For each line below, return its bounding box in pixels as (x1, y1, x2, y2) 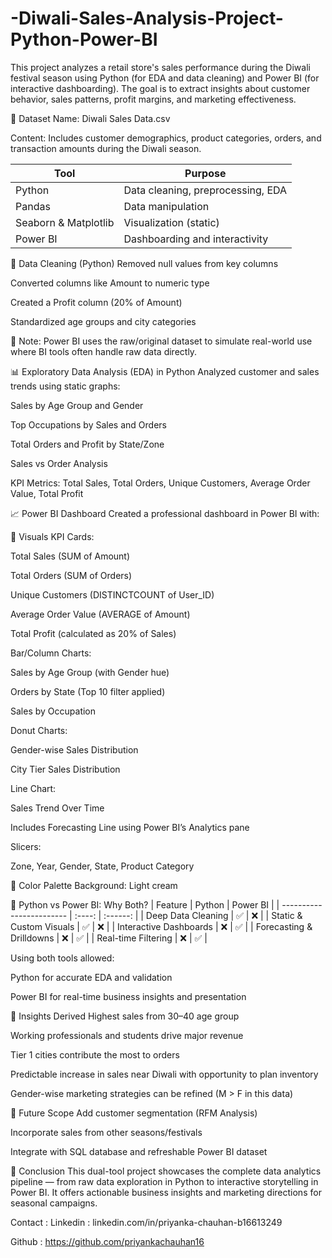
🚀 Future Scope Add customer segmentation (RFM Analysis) (10, 1107, 258, 1119)
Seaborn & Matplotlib (15, 215, 115, 229)
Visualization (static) (123, 215, 220, 229)
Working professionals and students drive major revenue (10, 1029, 244, 1041)
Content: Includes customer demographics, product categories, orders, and (10, 132, 322, 144)
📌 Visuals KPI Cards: (10, 530, 95, 542)
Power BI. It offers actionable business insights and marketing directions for (10, 1186, 322, 1198)
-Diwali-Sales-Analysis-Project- (10, 7, 284, 30)
